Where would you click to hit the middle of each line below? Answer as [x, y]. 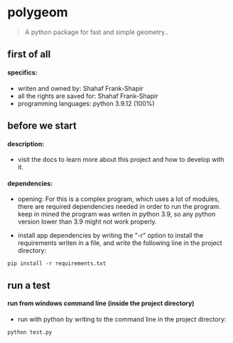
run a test [29, 285]
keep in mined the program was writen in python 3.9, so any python [116, 214]
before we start [42, 125]
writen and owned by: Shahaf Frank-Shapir [80, 88]
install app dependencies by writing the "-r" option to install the [110, 236]
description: [26, 143]
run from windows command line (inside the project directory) [101, 303]
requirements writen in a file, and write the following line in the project [120, 243]
